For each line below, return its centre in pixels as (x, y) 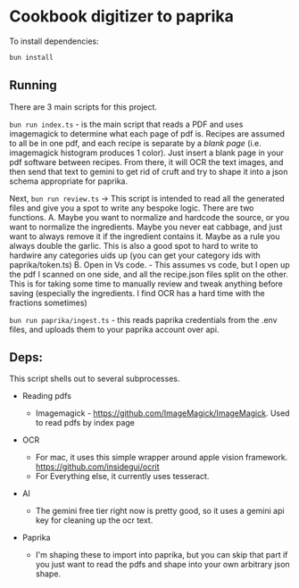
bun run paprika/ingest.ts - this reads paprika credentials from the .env (144, 319)
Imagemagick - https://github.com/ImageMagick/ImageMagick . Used (162, 413)
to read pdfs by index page (85, 423)
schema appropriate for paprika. (68, 181)
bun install (31, 57)
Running (33, 85)
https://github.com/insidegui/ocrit (97, 467)
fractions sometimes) (48, 302)
